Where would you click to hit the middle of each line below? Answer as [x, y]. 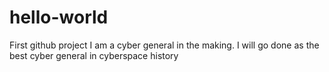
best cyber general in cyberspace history [94, 55]
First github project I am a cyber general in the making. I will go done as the [164, 45]
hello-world [59, 17]
